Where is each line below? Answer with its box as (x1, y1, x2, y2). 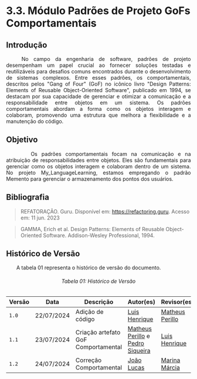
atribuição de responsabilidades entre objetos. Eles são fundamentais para (6, 157, 191, 164)
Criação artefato (75, 328, 121, 336)
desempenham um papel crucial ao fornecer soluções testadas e (6, 62, 191, 69)
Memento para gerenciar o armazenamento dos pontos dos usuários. (6, 175, 174, 182)
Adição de (75, 307, 104, 316)
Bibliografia (6, 192, 50, 202)
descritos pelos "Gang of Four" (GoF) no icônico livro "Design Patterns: (6, 80, 191, 87)
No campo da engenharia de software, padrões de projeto (21, 56, 191, 62)
